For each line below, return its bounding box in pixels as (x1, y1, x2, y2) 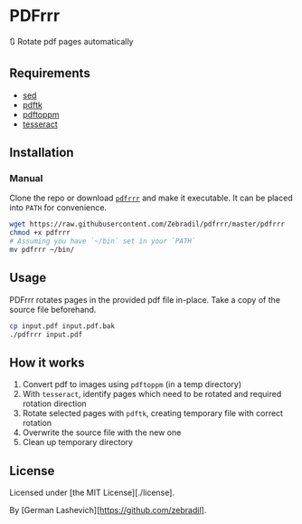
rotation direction (22, 398, 88, 409)
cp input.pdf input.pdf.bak (9, 321, 116, 331)
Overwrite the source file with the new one (22, 427, 182, 438)
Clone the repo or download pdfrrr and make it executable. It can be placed (9, 192, 293, 204)
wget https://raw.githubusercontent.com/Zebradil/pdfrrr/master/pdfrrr (9, 219, 285, 229)
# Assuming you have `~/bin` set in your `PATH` (9, 237, 196, 246)
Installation (9, 145, 74, 160)
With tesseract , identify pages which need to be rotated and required (22, 389, 282, 400)
